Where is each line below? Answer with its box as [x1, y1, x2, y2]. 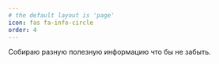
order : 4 [8, 26, 37, 34]
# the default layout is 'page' [8, 11, 115, 20]
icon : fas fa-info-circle [8, 19, 93, 27]
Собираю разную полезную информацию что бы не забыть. [8, 48, 211, 57]
